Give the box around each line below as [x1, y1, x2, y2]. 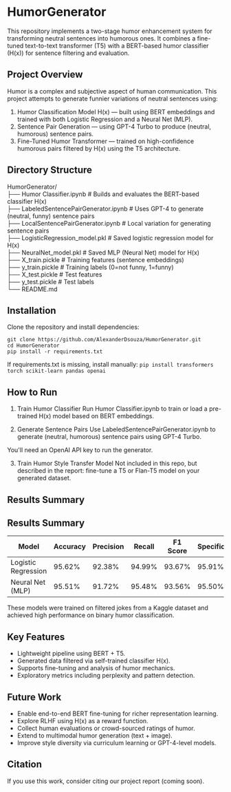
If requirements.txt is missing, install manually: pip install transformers [7, 361, 214, 369]
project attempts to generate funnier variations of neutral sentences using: [7, 94, 218, 103]
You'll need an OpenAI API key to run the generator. [7, 446, 153, 454]
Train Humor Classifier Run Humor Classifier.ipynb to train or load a [16, 405, 208, 413]
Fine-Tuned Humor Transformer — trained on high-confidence [16, 137, 195, 145]
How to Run [7, 386, 58, 398]
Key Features [7, 631, 65, 643]
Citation [7, 758, 43, 771]
